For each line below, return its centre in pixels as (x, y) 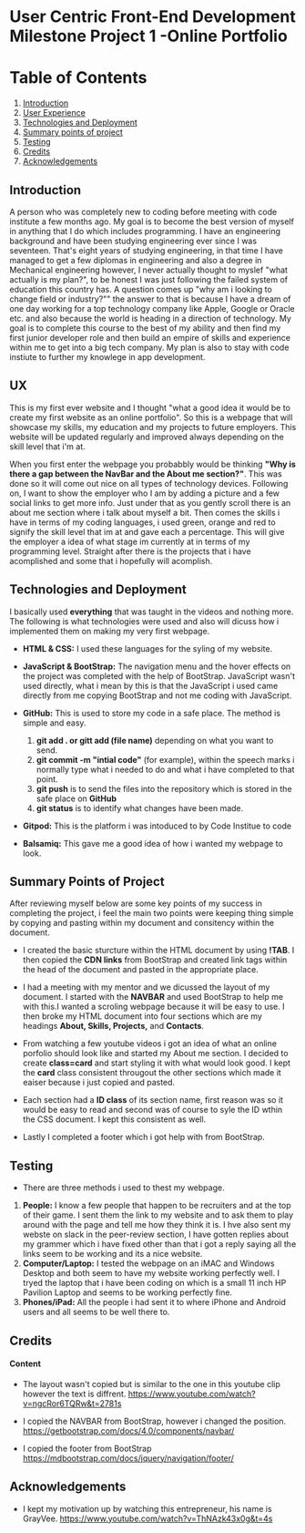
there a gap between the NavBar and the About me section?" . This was (146, 473)
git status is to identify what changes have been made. (140, 808)
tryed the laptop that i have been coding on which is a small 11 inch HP (154, 1283)
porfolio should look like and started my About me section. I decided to (155, 1054)
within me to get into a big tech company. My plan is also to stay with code (149, 347)
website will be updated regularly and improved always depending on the (147, 437)
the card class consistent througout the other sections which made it (152, 1073)
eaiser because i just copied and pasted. (99, 1083)
